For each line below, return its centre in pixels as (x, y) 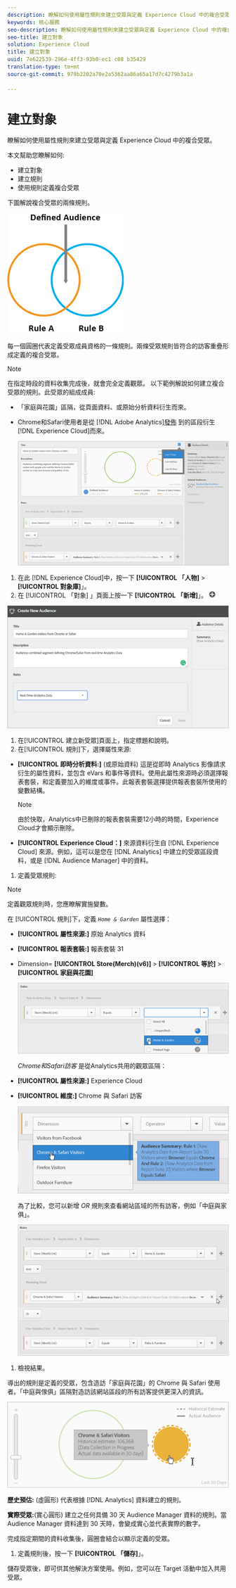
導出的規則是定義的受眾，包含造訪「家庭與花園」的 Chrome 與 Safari (107, 1383)
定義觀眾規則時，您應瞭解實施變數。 (60, 903)
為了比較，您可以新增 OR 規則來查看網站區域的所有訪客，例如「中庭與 (119, 1206)
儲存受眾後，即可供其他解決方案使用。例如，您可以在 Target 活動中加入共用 (117, 1568)
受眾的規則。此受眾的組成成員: (52, 392)
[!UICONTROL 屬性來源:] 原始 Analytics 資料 (81, 934)
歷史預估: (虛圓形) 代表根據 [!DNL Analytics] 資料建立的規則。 (96, 1499)
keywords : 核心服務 (34, 22)
